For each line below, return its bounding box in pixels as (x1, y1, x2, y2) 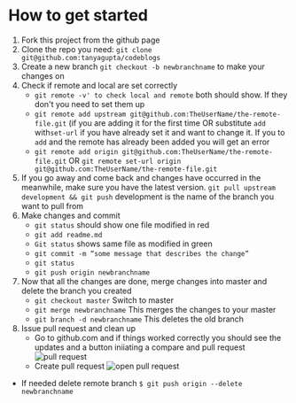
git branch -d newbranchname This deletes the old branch (34, 314, 245, 324)
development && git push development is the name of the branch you (20, 191, 275, 202)
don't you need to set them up (34, 98, 145, 109)
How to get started (8, 5, 148, 26)
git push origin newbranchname (34, 267, 151, 277)
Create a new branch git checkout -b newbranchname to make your (20, 61, 265, 72)
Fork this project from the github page (20, 35, 160, 45)
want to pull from (20, 200, 84, 211)
